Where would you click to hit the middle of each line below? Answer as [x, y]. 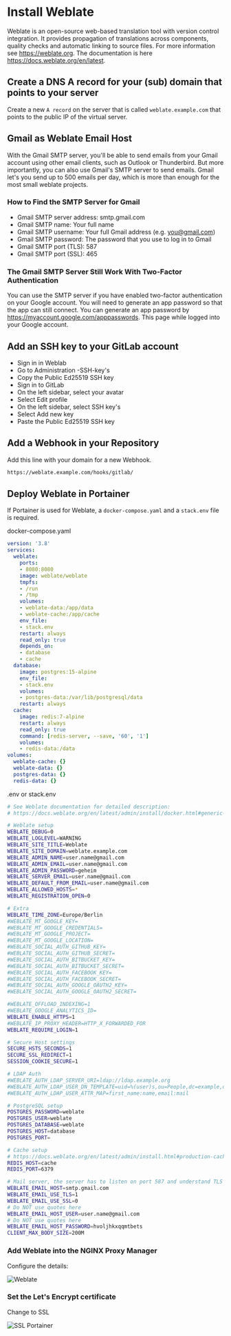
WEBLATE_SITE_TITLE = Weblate [47, 845]
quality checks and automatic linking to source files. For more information [111, 45]
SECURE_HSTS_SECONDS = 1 [40, 1049]
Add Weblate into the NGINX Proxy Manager [82, 1251]
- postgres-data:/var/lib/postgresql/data [81, 698]
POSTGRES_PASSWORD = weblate [46, 1112]
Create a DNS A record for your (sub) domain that [114, 82]
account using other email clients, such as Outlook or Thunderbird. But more [115, 162]
